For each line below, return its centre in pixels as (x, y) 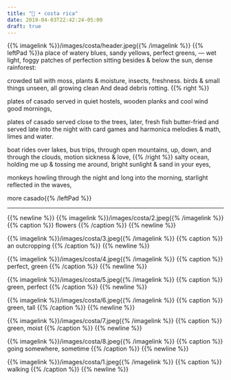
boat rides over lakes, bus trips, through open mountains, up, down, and (109, 150)
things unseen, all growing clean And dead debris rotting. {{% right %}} (108, 88)
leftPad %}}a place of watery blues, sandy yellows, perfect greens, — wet (112, 53)
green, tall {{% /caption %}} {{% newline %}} (71, 308)
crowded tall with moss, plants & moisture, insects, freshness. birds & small (113, 81)
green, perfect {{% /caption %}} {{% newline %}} (77, 287)
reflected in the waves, (40, 185)
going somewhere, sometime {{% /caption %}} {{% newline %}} (98, 349)
